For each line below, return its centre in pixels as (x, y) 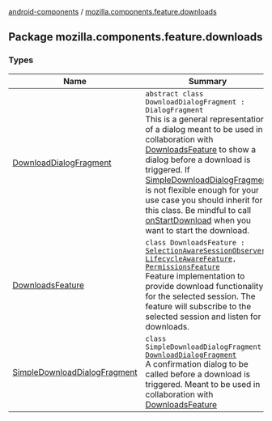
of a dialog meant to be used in (204, 129)
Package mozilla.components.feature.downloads (136, 37)
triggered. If (168, 169)
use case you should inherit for (204, 200)
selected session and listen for (203, 317)
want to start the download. (197, 230)
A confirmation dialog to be (197, 364)
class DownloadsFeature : (195, 242)
